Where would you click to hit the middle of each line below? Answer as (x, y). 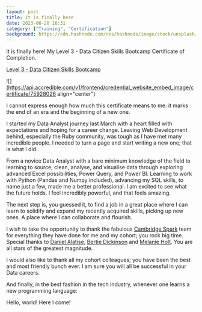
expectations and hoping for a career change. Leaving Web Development (97, 130)
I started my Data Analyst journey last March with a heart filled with (89, 123)
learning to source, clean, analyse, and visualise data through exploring (95, 167)
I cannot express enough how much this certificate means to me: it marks (97, 105)
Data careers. (23, 273)
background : (21, 34)
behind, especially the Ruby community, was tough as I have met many (94, 137)
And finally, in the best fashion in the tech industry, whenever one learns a (98, 284)
